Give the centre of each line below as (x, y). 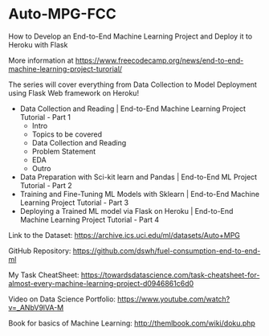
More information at (41, 60)
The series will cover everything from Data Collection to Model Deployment (132, 84)
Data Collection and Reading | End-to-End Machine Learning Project (133, 109)
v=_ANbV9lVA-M (36, 307)
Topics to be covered (67, 134)
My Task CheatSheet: (44, 275)
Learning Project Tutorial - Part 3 (74, 203)
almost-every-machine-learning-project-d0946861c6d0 (101, 283)
